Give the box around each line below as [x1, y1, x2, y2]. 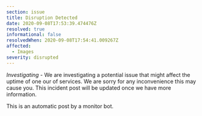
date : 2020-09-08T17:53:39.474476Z [6, 20, 97, 26]
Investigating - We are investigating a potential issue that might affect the [6, 71, 190, 78]
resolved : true [6, 26, 45, 32]
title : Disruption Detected [6, 15, 78, 21]
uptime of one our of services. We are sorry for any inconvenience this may [6, 78, 197, 85]
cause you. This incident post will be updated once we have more [6, 84, 171, 92]
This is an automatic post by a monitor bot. [6, 102, 114, 110]
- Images [12, 49, 34, 55]
